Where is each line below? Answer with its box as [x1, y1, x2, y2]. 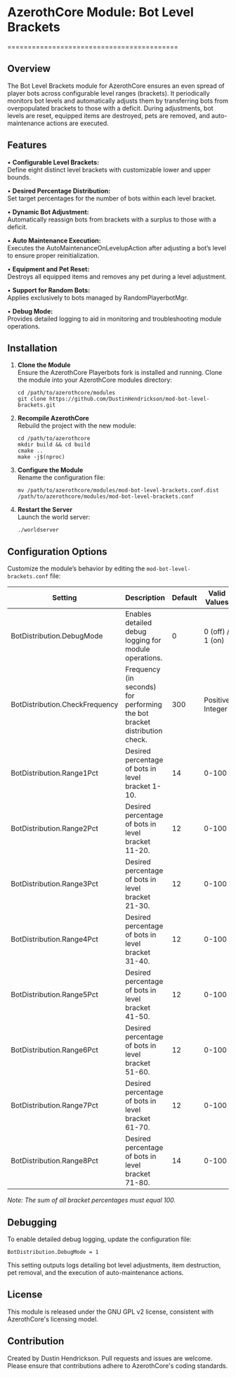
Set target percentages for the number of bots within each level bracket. [7, 194, 216, 203]
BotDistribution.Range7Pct [11, 1101, 98, 1110]
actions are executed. [46, 119, 109, 127]
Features [7, 139, 47, 151]
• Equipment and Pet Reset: [7, 264, 90, 273]
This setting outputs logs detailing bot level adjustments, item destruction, [7, 1261, 221, 1269]
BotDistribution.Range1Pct [11, 768, 98, 778]
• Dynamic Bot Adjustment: [7, 207, 89, 216]
